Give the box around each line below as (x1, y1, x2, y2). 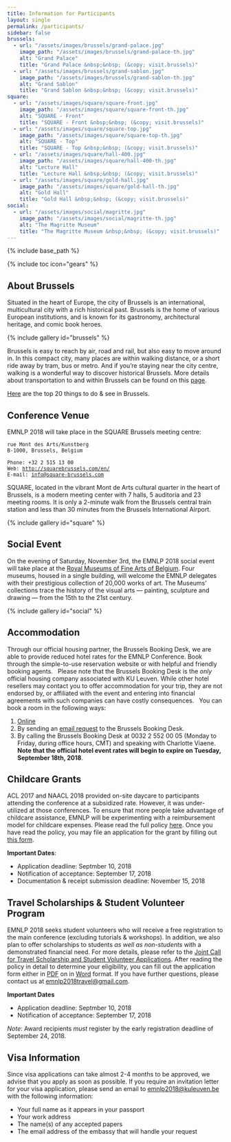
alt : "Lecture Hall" (19, 163, 78, 171)
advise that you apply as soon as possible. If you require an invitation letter (7, 1077, 219, 1086)
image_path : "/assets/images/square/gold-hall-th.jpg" (19, 183, 180, 190)
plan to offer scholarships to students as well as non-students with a (7, 941, 201, 949)
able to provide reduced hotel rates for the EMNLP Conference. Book (7, 652, 203, 661)
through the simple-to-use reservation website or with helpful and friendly (7, 659, 218, 668)
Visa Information (7, 1052, 80, 1063)
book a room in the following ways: (7, 703, 107, 712)
